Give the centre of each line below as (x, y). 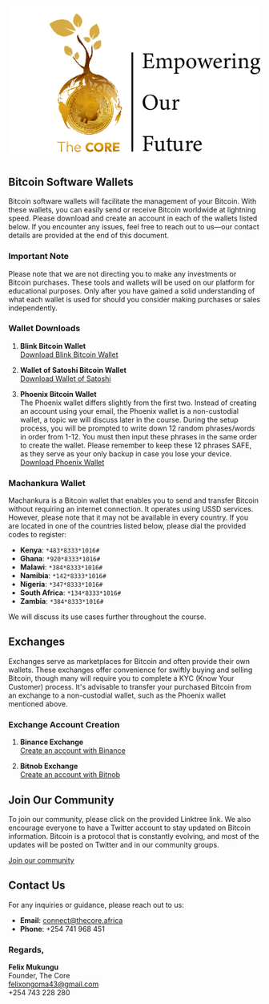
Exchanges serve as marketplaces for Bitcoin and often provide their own (129, 661)
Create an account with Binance (72, 751)
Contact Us (37, 886)
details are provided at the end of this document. (89, 236)
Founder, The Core (39, 976)
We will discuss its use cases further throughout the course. (107, 617)
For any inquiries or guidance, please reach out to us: (96, 905)
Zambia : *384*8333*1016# (62, 601)
